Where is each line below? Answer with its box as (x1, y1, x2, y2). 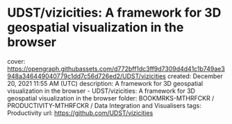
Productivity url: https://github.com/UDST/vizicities (7, 109, 154, 117)
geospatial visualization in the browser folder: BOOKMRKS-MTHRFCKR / (7, 94, 215, 102)
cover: (7, 57, 26, 65)
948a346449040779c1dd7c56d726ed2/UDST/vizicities (7, 71, 167, 80)
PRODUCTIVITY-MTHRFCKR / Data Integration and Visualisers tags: (7, 101, 201, 109)
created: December (167, 71, 224, 80)
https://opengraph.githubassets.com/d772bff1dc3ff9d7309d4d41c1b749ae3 (7, 64, 226, 73)
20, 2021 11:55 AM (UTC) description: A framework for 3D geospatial (7, 79, 204, 87)
